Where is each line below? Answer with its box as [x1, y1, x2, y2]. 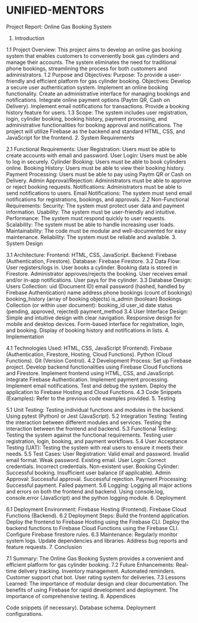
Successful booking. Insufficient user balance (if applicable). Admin [6, 469, 171, 476]
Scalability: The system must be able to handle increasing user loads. [6, 221, 176, 228]
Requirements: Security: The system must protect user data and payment [6, 202, 185, 209]
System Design [6, 240, 43, 247]
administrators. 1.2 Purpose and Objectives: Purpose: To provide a [6, 71, 167, 78]
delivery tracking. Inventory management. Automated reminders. [18, 567, 176, 574]
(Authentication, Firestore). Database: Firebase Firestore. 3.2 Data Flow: [6, 257, 181, 264]
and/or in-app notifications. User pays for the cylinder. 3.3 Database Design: [6, 276, 192, 283]
